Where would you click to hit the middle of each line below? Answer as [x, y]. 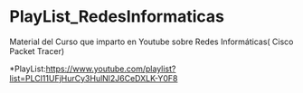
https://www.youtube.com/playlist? [111, 69]
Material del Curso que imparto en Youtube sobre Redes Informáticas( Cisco [151, 42]
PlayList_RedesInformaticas [117, 17]
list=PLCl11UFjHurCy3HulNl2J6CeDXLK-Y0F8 [94, 78]
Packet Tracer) [37, 51]
